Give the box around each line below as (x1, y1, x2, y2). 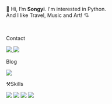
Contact (6, 35, 25, 41)
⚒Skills (6, 81, 23, 87)
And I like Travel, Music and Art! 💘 (6, 12, 89, 19)
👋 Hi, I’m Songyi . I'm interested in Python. (6, 6, 107, 12)
